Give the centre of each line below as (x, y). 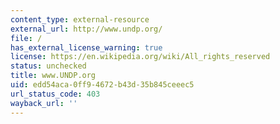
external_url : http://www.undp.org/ (86, 29)
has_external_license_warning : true (86, 47)
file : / (26, 38)
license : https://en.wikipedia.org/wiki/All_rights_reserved (140, 57)
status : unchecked (48, 66)
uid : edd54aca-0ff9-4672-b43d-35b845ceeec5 (102, 85)
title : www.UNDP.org (53, 76)
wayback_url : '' (44, 103)
